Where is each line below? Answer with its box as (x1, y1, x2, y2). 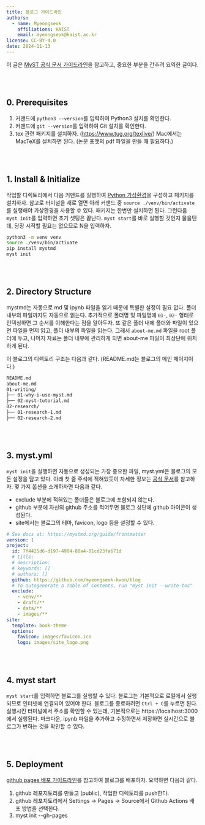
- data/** (17, 605, 43, 611)
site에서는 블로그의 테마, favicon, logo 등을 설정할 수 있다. (15, 519, 155, 526)
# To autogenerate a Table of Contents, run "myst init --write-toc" (12, 583, 193, 589)
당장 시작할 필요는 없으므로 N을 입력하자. (14, 222, 112, 229)
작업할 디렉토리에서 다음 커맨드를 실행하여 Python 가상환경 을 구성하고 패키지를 (6, 191, 195, 198)
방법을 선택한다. (21, 805, 60, 812)
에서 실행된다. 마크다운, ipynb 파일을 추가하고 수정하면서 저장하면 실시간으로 (6, 715, 188, 722)
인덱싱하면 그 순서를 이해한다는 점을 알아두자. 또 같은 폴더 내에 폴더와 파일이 (6, 319, 188, 326)
